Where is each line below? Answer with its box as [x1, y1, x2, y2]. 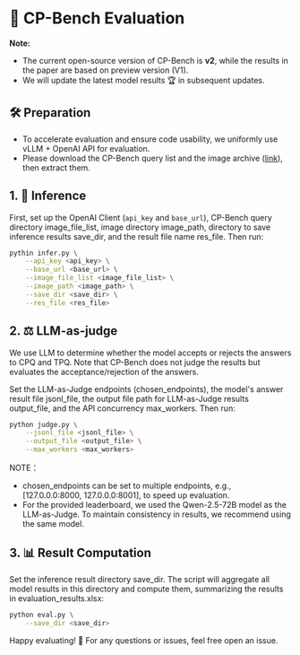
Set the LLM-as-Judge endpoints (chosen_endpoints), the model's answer [9, 383, 284, 394]
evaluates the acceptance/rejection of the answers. [9, 366, 199, 377]
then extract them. [21, 162, 91, 173]
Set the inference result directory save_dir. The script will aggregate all [9, 573, 270, 584]
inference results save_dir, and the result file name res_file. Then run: [9, 231, 264, 241]
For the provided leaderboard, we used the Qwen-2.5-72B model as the [21, 500, 287, 510]
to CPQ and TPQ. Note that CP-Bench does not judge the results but [9, 356, 261, 367]
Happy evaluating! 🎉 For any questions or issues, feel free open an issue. [9, 634, 279, 645]
